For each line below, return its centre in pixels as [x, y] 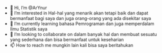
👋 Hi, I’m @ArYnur [28, 8]
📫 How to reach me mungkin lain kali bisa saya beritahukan [71, 45]
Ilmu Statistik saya [28, 29]
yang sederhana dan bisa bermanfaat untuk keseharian [67, 39]
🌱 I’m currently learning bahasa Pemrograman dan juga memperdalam [82, 23]
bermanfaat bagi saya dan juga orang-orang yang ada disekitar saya [80, 18]
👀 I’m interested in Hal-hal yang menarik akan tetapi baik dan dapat [79, 13]
